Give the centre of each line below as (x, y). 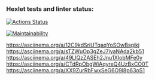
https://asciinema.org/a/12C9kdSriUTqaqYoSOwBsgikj (73, 45)
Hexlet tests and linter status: (50, 9)
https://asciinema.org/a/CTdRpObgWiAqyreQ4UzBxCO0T (77, 64)
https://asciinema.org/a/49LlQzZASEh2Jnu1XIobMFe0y (74, 58)
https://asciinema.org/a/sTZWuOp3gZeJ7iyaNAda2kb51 (75, 51)
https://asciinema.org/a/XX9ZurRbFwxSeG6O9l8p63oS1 (76, 70)
